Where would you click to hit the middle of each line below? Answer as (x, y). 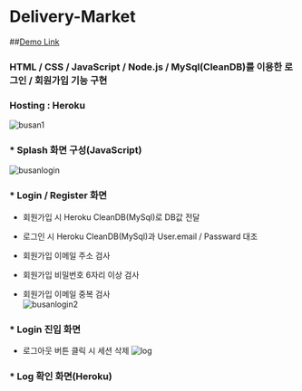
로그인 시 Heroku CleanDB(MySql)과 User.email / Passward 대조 (140, 236)
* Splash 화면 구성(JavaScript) (76, 150)
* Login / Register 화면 (58, 195)
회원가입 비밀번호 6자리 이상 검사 (81, 274)
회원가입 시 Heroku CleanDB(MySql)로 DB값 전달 (111, 217)
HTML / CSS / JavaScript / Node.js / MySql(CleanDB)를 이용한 (146, 67)
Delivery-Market (73, 17)
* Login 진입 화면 (45, 329)
